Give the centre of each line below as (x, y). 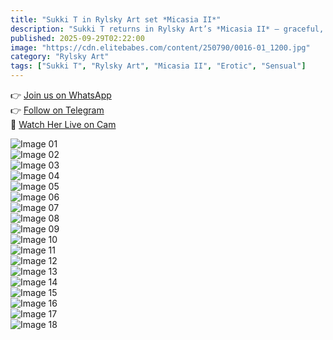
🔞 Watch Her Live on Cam (63, 124)
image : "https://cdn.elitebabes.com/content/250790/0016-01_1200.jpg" (160, 47)
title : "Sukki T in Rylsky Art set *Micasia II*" (116, 19)
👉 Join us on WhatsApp (61, 95)
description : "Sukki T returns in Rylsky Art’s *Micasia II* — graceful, (167, 29)
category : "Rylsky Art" (60, 57)
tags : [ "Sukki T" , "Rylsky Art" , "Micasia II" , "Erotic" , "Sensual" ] (158, 66)
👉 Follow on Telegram (57, 110)
